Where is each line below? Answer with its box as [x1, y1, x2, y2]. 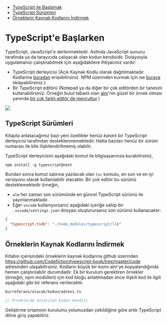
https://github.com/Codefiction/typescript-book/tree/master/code [5, 259, 141, 265]
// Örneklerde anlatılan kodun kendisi [5, 298, 88, 303]
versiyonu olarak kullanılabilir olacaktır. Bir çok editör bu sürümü [5, 176, 137, 182]
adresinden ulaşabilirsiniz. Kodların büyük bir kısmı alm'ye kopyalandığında [5, 264, 159, 270]
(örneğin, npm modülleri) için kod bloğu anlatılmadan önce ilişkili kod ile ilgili [5, 274, 161, 281]
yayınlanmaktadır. [12, 196, 49, 202]
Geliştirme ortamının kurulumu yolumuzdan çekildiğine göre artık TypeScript [5, 307, 162, 313]
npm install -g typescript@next [5, 162, 72, 167]
